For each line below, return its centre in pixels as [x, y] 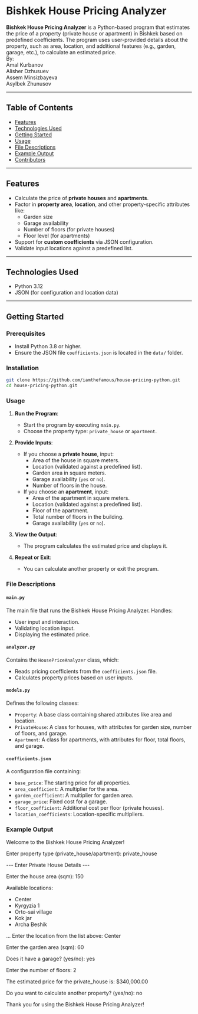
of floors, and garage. [41, 733]
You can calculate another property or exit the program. [91, 569]
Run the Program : [37, 414]
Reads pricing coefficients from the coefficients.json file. [86, 671]
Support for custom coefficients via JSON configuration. [84, 242]
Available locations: [29, 888]
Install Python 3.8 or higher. [48, 346]
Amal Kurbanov [25, 65]
